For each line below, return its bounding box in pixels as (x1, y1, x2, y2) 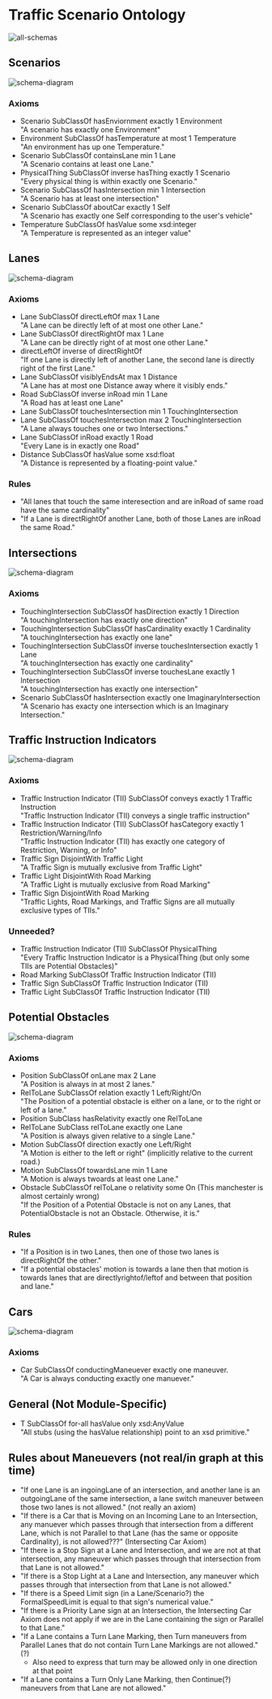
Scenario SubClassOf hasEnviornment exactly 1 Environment (19, 116, 223, 126)
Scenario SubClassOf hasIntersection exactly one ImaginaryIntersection (19, 692, 261, 702)
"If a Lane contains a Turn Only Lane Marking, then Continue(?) (19, 1675, 232, 1684)
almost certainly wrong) (19, 1192, 100, 1201)
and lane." (19, 1282, 54, 1291)
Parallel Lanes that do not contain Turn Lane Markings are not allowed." (19, 1640, 259, 1650)
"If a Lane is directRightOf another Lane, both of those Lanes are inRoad (19, 514, 261, 524)
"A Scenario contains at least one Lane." (19, 160, 155, 169)
